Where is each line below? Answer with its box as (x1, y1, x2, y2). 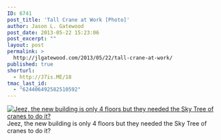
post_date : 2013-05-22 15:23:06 (7, 29, 99, 36)
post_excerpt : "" (7, 36, 57, 42)
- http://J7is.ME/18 (13, 73, 72, 81)
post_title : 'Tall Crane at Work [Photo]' (7, 16, 130, 23)
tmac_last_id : (7, 80, 48, 87)
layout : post (7, 42, 44, 48)
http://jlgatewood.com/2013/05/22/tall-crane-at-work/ (13, 55, 173, 61)
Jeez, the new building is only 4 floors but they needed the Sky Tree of (7, 120, 207, 128)
